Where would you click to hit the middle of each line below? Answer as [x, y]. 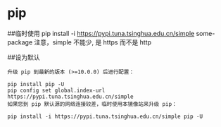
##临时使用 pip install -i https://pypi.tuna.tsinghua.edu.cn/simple [101, 33]
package [20, 42]
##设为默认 [24, 57]
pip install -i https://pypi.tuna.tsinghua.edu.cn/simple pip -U [105, 116]
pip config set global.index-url [56, 90]
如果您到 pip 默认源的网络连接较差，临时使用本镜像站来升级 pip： [92, 104]
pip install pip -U [36, 84]
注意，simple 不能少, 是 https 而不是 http [93, 42]
